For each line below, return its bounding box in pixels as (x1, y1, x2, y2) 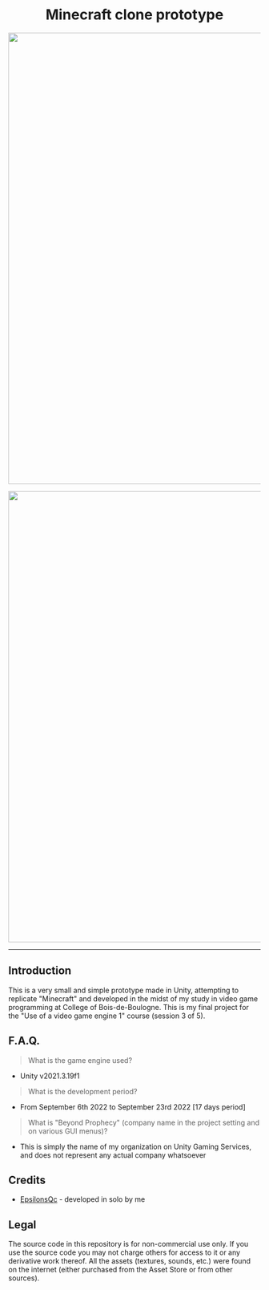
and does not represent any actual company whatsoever (19, 1150, 207, 1160)
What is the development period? (27, 1086, 138, 1096)
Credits (8, 1173, 46, 1187)
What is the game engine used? (27, 1055, 133, 1065)
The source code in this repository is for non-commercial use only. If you (8, 1239, 249, 1249)
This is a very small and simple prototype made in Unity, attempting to (8, 985, 239, 995)
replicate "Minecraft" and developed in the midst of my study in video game (8, 993, 259, 1004)
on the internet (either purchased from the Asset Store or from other (8, 1265, 234, 1275)
